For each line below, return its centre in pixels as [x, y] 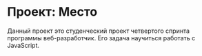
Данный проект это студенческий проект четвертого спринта [99, 31]
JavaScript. [23, 45]
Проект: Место [52, 12]
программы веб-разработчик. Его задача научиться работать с [101, 38]
